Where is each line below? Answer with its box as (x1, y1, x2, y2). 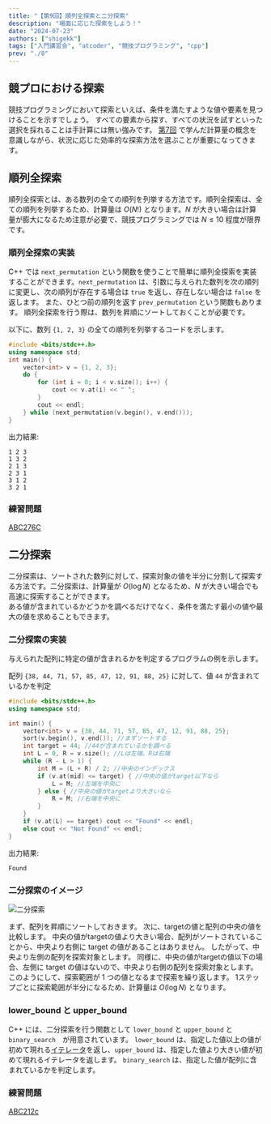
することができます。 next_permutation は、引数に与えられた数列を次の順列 (8, 276, 260, 286)
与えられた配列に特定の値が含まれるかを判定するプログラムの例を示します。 (8, 653, 263, 663)
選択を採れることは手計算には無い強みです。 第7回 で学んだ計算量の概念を (8, 125, 257, 135)
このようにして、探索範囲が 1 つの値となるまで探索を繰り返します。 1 (8, 972, 239, 981)
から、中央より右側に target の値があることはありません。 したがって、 (15, 942, 253, 951)
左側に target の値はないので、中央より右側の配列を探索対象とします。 (22, 962, 258, 972)
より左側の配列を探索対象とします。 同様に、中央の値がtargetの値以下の (15, 952, 256, 961)
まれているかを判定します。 (8, 1065, 100, 1075)
